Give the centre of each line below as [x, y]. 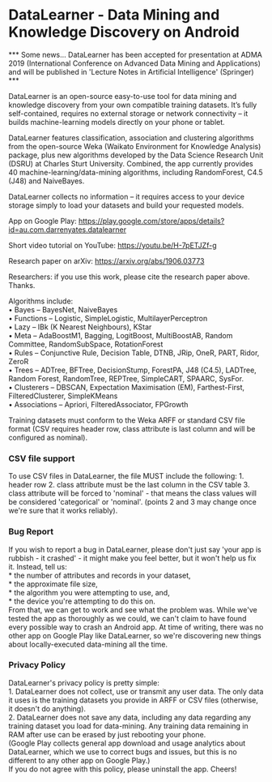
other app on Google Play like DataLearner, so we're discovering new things [135, 635]
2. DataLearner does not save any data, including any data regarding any [130, 717]
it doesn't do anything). [47, 708]
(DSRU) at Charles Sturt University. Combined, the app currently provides [131, 163]
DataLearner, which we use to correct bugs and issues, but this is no [123, 751]
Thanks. [22, 285]
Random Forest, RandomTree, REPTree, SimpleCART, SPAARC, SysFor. [126, 378]
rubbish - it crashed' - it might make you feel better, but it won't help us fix [132, 558]
